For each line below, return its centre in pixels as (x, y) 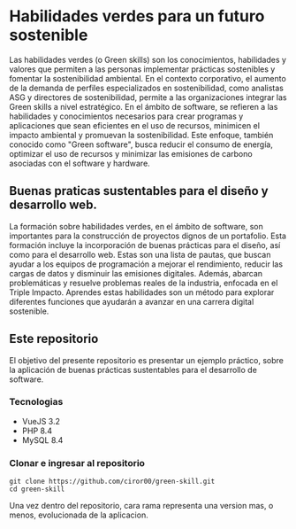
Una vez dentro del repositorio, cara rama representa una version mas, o (141, 506)
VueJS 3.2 (41, 421)
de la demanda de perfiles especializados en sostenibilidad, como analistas (147, 88)
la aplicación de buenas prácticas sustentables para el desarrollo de (133, 370)
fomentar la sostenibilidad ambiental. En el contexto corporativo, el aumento (148, 78)
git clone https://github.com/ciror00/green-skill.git (112, 482)
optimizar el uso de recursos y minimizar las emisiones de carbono (131, 153)
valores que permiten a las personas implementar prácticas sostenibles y (142, 69)
